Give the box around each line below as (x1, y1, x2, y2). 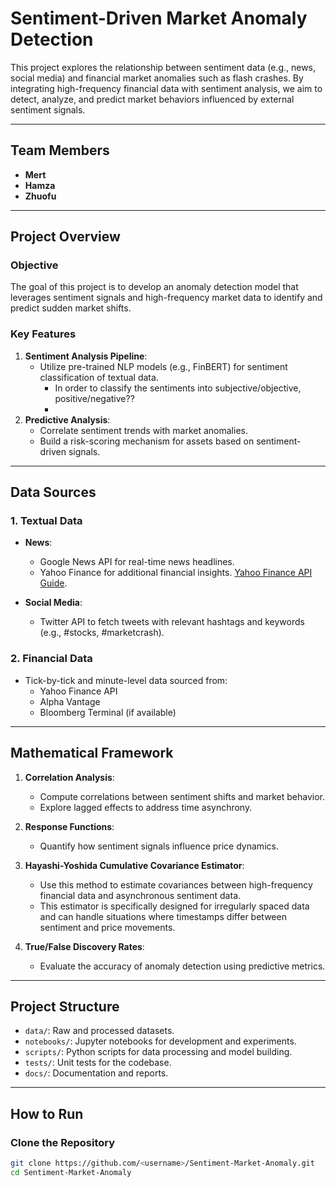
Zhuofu (24, 190, 57, 202)
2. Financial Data (10, 652, 93, 666)
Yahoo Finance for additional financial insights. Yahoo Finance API (39, 567, 313, 579)
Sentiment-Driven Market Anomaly (10, 7, 308, 30)
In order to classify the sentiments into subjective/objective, (54, 382, 302, 394)
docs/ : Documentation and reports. (24, 1067, 169, 1079)
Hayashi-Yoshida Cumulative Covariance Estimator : (24, 859, 245, 871)
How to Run (10, 1105, 84, 1122)
